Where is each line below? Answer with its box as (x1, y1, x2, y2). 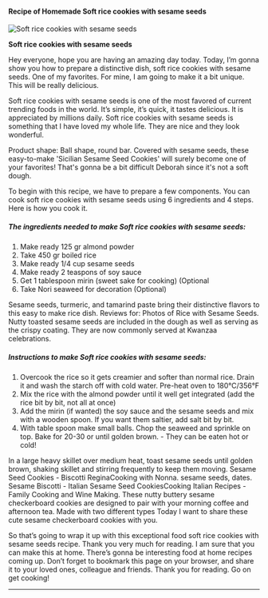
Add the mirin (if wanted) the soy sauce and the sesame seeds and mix (19, 406, 254, 416)
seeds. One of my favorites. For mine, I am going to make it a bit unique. (8, 72, 245, 82)
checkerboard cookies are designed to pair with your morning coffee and (8, 498, 249, 508)
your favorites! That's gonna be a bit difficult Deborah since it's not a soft (8, 162, 249, 172)
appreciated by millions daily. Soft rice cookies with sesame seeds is (8, 113, 234, 123)
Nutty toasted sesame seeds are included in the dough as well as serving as (8, 317, 259, 327)
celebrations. (8, 334, 52, 344)
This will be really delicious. (8, 81, 100, 90)
